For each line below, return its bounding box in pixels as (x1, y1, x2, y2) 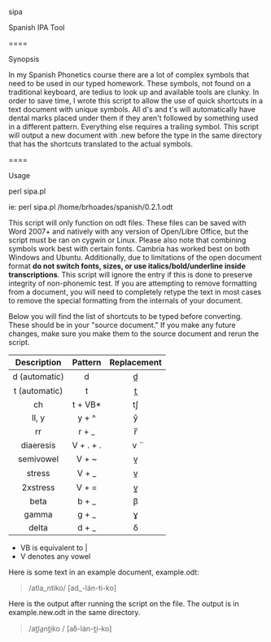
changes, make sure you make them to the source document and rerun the (8, 329, 259, 338)
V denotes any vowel (20, 552, 91, 561)
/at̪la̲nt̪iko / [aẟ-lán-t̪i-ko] (28, 624, 112, 633)
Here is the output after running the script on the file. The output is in (8, 599, 239, 609)
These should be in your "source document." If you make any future (8, 321, 236, 330)
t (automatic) (13, 386, 63, 396)
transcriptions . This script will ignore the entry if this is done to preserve (8, 270, 253, 279)
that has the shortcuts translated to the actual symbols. (8, 139, 194, 149)
